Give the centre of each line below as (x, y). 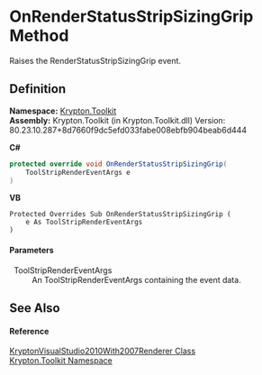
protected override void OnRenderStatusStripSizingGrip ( (118, 164)
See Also (35, 308)
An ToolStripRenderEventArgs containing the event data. (136, 279)
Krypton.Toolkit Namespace (61, 361)
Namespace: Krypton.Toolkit (63, 111)
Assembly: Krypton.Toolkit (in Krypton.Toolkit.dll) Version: (117, 120)
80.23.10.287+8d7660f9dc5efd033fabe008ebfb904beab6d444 (128, 130)
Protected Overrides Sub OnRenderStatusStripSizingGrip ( (120, 215)
